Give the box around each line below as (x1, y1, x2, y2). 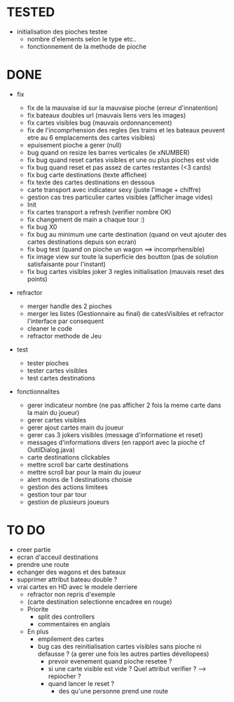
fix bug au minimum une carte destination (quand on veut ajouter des (27, 230, 227, 238)
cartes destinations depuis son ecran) (27, 238, 137, 246)
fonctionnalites (16, 387, 60, 396)
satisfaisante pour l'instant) (27, 260, 106, 268)
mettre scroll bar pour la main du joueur (27, 467, 142, 476)
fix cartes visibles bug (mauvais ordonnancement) (27, 118, 172, 127)
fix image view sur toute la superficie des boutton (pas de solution (27, 252, 219, 261)
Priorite (27, 605, 49, 613)
